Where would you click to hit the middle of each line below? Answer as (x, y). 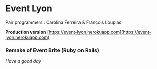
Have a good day (23, 61)
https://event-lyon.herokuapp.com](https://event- (100, 32)
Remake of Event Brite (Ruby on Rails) (52, 50)
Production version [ (27, 32)
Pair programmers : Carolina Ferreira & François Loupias (63, 22)
